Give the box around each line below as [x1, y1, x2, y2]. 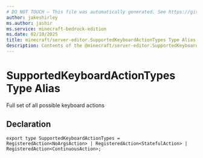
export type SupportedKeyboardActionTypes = [6, 135, 120, 141]
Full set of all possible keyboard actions [6, 101, 105, 109]
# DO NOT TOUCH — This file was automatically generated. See [6, 8, 166, 15]
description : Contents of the [6, 43, 83, 49]
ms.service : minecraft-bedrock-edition [6, 25, 107, 32]
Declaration [6, 119, 51, 130]
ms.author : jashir [6, 20, 53, 26]
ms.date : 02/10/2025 [6, 31, 59, 38]
